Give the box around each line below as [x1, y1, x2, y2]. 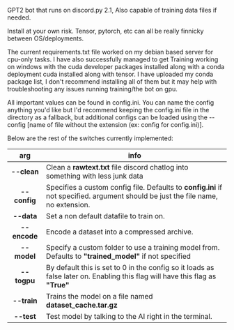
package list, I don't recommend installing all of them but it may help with [7, 77, 217, 86]
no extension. [46, 200, 91, 209]
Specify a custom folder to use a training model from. [46, 243, 220, 252]
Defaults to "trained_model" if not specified [46, 251, 192, 261]
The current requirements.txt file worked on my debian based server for [7, 48, 214, 56]
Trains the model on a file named [46, 292, 153, 301]
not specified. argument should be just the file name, [46, 191, 218, 201]
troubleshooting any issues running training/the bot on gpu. [7, 85, 178, 93]
